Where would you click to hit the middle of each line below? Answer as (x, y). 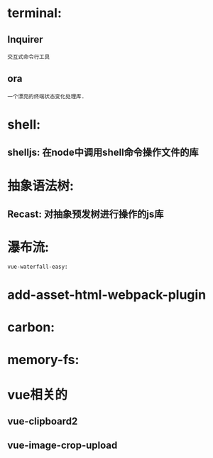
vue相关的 (37, 394)
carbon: (31, 327)
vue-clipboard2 (43, 421)
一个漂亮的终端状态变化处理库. (46, 96)
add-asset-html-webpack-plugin (107, 295)
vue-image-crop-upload (62, 446)
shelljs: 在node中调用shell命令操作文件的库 (103, 153)
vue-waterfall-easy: (38, 267)
